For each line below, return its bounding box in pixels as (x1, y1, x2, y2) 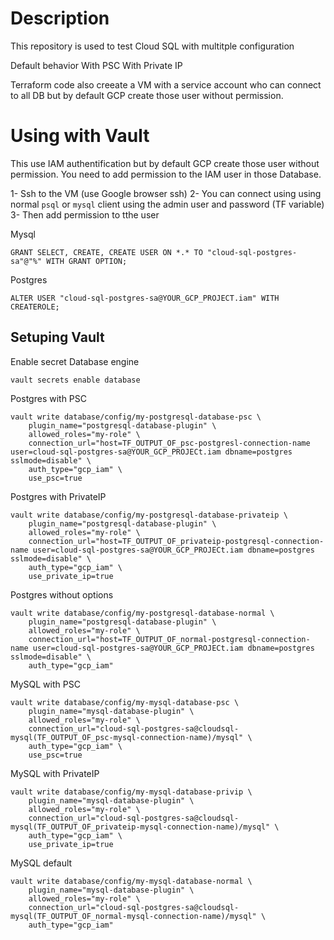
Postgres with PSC (10, 392, 88, 404)
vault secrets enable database (10, 375, 141, 385)
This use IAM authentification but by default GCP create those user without (10, 157, 320, 169)
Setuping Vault (10, 329, 105, 346)
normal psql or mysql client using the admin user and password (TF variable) (10, 198, 325, 210)
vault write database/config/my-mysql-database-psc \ (10, 697, 240, 707)
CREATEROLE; (10, 302, 60, 312)
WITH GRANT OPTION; (46, 256, 128, 266)
